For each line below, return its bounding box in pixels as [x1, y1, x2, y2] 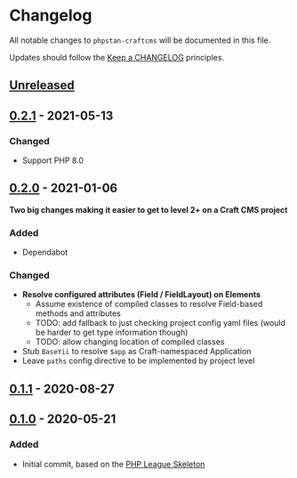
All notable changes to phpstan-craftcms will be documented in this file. [9, 35, 271, 45]
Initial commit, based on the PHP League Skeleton [21, 458, 205, 469]
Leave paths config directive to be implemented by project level [21, 355, 255, 366]
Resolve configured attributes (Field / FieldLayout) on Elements [21, 289, 261, 300]
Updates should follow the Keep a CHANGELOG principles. [9, 52, 225, 62]
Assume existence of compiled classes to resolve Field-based [35, 299, 263, 310]
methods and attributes [35, 308, 122, 319]
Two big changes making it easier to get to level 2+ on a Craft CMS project [9, 204, 288, 215]
